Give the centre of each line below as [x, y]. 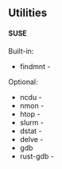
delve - [31, 139]
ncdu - [31, 97]
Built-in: [21, 51]
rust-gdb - [37, 156]
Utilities [28, 13]
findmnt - [35, 66]
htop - [30, 113]
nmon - [32, 106]
